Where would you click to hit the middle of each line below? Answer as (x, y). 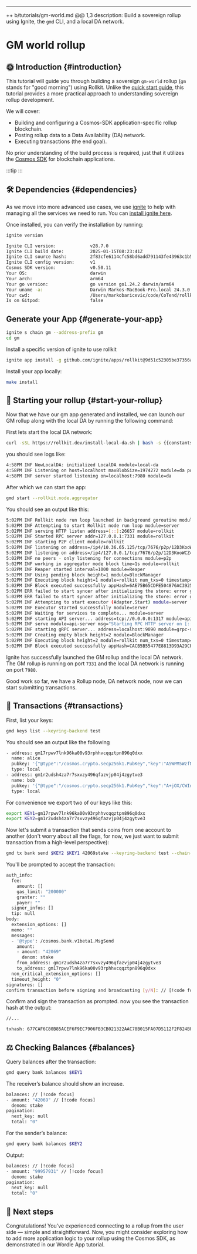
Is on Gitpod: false (55, 301)
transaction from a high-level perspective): (58, 842)
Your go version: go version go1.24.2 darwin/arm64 (90, 284)
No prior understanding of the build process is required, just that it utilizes (95, 153)
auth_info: (19, 875)
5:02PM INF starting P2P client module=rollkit (65, 542)
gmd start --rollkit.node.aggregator (52, 498)
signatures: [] (25, 985)
